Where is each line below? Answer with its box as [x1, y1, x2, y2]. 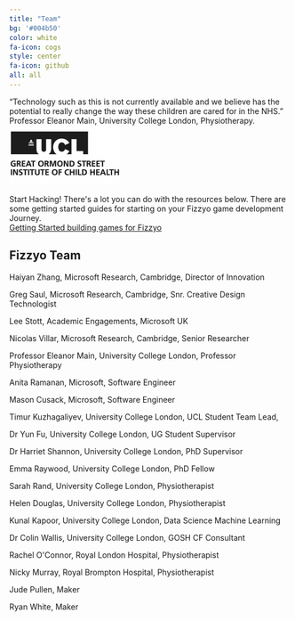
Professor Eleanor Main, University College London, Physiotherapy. [9, 115, 256, 126]
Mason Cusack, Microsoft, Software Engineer [9, 394, 176, 404]
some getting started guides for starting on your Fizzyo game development [9, 203, 284, 214]
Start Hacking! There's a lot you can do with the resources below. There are [9, 193, 286, 204]
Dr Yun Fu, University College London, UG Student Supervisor [9, 429, 236, 439]
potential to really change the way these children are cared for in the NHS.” [9, 105, 284, 116]
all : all [9, 71, 42, 80]
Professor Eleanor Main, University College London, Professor [9, 350, 237, 361]
